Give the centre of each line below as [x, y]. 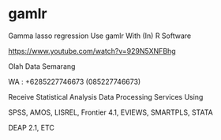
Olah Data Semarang [42, 66]
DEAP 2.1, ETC [32, 127]
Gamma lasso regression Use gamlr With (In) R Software [100, 36]
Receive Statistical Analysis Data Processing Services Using [106, 96]
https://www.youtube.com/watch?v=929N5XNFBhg [92, 51]
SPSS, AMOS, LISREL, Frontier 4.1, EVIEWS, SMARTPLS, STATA [110, 112]
